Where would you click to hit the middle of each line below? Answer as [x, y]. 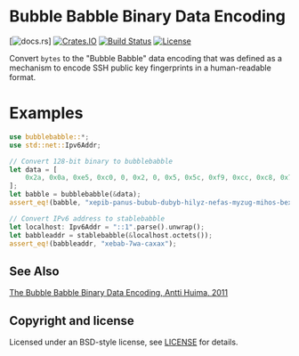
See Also [34, 271]
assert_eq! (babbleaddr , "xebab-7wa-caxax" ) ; [93, 243]
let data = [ [33, 170]
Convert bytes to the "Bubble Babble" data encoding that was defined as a [146, 58]
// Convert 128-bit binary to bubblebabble [91, 161]
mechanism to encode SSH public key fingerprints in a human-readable [140, 68]
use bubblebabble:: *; [49, 137]
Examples [46, 113]
